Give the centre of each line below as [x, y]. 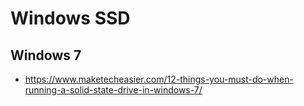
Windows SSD [70, 18]
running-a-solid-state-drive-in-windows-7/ [113, 90]
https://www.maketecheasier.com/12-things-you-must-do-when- [159, 79]
